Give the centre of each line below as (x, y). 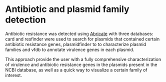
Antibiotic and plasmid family (67, 9)
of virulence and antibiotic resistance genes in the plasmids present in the (81, 64)
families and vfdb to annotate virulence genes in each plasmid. (70, 49)
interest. (14, 75)
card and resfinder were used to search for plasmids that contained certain (82, 39)
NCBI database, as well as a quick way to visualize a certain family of (76, 70)
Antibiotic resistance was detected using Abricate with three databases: (79, 33)
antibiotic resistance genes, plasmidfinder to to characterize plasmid (76, 44)
